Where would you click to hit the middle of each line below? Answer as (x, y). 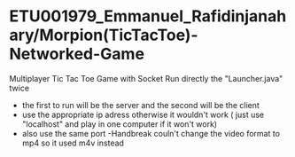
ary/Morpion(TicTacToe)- (104, 35)
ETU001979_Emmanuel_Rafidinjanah (148, 16)
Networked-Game (77, 54)
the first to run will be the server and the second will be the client (140, 105)
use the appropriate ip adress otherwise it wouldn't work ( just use (143, 114)
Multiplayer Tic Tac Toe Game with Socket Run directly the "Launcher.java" (146, 78)
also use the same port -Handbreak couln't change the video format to (151, 133)
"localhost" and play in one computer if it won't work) (120, 124)
